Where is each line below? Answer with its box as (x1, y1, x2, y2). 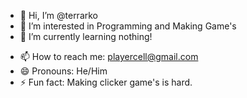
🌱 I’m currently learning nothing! (19, 31, 153, 42)
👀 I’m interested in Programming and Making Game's (19, 20, 237, 32)
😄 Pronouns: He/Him (19, 65, 108, 77)
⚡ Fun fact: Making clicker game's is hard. (19, 76, 193, 88)
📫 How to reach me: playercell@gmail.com (19, 51, 199, 62)
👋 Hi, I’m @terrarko (19, 10, 99, 21)
